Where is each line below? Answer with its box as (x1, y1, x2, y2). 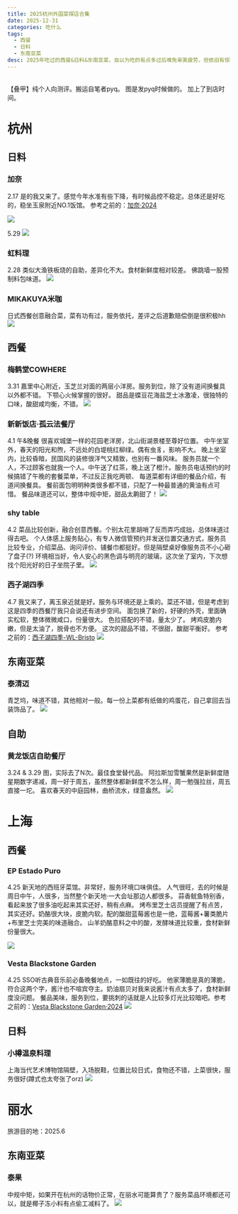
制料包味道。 (7, 274, 45, 283)
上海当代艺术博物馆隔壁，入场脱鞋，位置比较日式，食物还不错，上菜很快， (7, 1066, 225, 1074)
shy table (7, 508, 40, 518)
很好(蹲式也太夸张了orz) (13, 1075, 84, 1083)
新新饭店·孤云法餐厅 (7, 419, 76, 429)
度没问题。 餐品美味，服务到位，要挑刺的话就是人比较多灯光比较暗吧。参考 (7, 993, 227, 1002)
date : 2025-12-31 (7, 17, 59, 24)
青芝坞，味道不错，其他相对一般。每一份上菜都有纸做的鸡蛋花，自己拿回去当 (7, 696, 231, 705)
